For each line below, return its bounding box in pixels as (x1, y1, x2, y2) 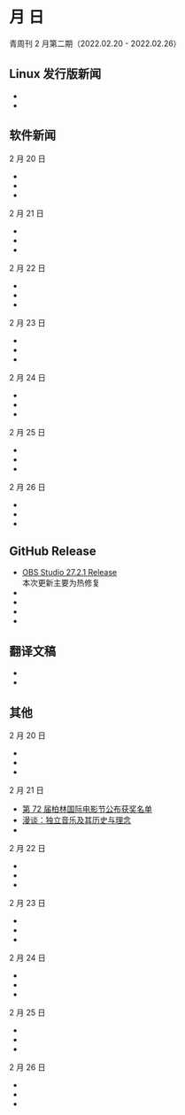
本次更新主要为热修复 (21, 578, 100, 588)
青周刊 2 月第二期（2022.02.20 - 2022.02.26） (9, 38, 181, 49)
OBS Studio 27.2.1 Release (21, 567, 118, 578)
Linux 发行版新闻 (9, 66, 102, 81)
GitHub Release (9, 543, 97, 558)
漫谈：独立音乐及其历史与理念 (21, 815, 131, 825)
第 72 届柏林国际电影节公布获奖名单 (21, 804, 153, 814)
